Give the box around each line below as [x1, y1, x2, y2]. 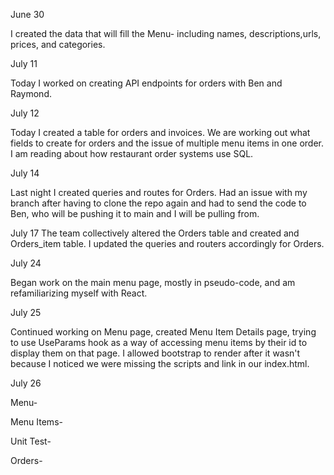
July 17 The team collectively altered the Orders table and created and [10, 227, 300, 239]
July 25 [10, 307, 42, 318]
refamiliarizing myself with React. [10, 287, 148, 299]
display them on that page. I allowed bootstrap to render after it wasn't [10, 347, 301, 359]
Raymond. [10, 88, 53, 99]
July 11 [10, 58, 38, 69]
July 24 [10, 257, 42, 269]
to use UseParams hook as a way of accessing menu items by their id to [10, 337, 308, 348]
